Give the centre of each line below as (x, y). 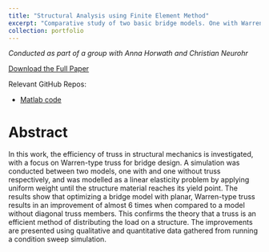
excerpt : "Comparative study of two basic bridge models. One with (123, 23)
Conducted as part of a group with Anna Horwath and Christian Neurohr (128, 54)
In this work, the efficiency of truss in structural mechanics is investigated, (131, 154)
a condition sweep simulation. (57, 239)
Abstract (38, 132)
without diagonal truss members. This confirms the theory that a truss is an (132, 214)
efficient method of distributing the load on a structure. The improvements (131, 222)
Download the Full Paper (49, 69)
